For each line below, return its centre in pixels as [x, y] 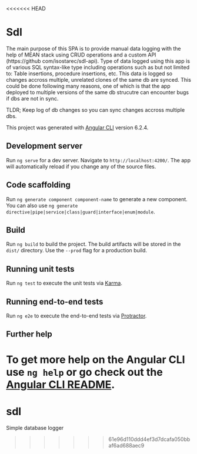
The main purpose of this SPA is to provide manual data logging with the [94, 48]
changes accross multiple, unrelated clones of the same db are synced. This [98, 79]
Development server [44, 146]
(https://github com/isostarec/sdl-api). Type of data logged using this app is [98, 61]
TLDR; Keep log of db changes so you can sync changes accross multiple [96, 110]
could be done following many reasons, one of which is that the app [88, 86]
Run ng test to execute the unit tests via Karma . [64, 283]
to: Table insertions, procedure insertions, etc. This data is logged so [89, 74]
